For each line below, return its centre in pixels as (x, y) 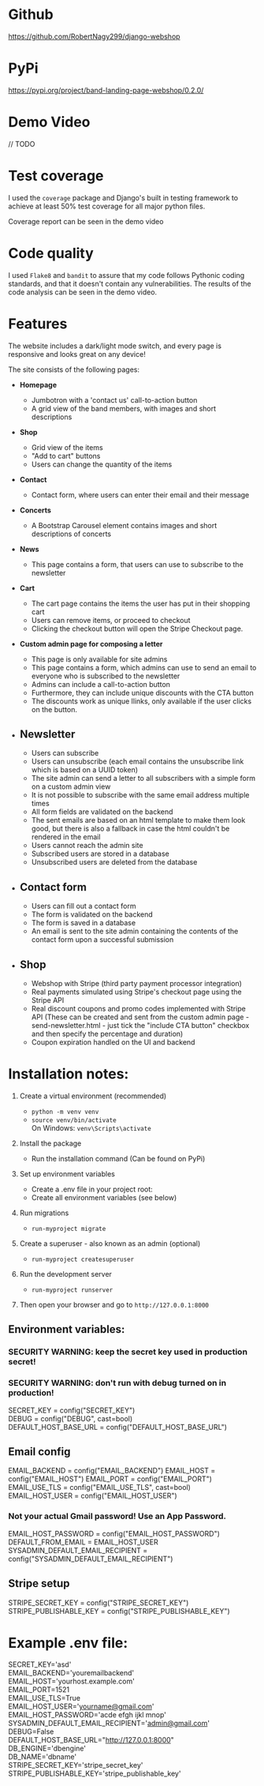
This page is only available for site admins (99, 659)
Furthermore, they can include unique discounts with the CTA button (143, 692)
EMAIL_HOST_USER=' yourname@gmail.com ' (81, 1706)
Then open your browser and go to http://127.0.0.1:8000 (114, 1305)
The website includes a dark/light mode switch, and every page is (115, 346)
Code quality (51, 253)
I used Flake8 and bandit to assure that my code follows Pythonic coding (126, 275)
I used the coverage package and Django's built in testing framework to (123, 197)
